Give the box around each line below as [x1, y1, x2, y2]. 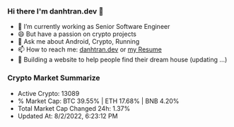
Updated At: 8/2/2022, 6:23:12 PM [17, 111, 118, 120]
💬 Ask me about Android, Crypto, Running [17, 37, 140, 46]
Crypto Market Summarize [7, 73, 100, 83]
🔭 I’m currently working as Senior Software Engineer [17, 23, 170, 31]
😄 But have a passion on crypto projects [17, 30, 136, 38]
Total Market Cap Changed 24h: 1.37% [17, 104, 131, 112]
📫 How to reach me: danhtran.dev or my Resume [17, 45, 163, 54]
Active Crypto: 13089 [17, 89, 80, 97]
